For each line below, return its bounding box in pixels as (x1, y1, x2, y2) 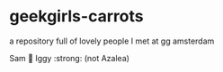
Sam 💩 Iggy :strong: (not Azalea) (9, 52, 130, 63)
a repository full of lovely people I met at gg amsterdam (9, 36, 215, 46)
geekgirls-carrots (9, 6, 144, 27)
